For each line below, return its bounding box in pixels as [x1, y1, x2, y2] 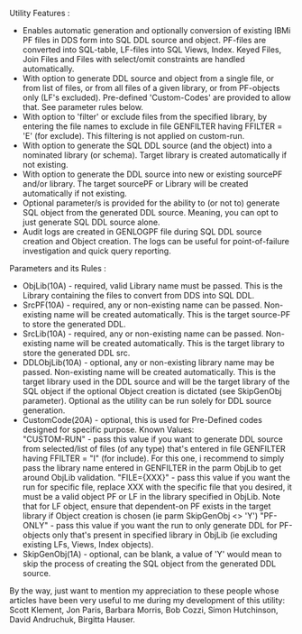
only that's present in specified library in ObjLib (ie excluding [52, 529, 278, 540]
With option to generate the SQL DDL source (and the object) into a [22, 140, 272, 151]
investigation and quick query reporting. [22, 245, 171, 256]
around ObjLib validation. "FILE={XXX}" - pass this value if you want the [22, 473, 290, 482]
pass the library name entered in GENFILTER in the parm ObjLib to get [22, 463, 282, 473]
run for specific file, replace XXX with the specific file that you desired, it [22, 482, 293, 492]
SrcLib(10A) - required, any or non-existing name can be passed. [22, 328, 264, 339]
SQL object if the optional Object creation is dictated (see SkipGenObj [22, 386, 282, 396]
